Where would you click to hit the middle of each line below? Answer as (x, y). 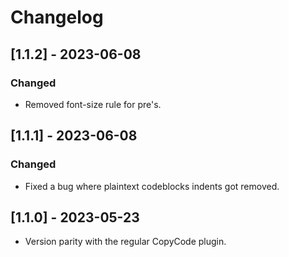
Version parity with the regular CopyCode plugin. (125, 242)
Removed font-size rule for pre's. (93, 104)
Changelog (57, 17)
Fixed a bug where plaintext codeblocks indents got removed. (152, 186)
